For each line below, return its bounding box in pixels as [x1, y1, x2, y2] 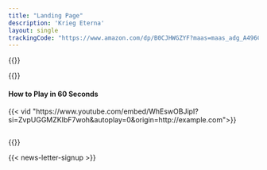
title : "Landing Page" [8, 11, 83, 20]
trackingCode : [8, 33, 56, 42]
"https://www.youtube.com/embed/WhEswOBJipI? [32, 106, 199, 116]
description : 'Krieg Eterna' [8, 19, 105, 27]
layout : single [8, 26, 59, 34]
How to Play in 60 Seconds [8, 89, 99, 99]
